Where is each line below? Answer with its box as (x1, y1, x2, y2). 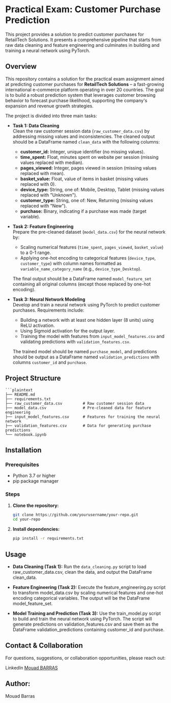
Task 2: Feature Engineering (12, 223, 74, 230)
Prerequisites (5, 461, 39, 468)
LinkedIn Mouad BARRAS (5, 664, 58, 670)
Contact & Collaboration (5, 641, 83, 650)
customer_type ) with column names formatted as (20, 260, 122, 266)
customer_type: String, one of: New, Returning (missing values (20, 197, 153, 203)
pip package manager (12, 478, 59, 484)
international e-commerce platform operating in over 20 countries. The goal (5, 87, 164, 93)
